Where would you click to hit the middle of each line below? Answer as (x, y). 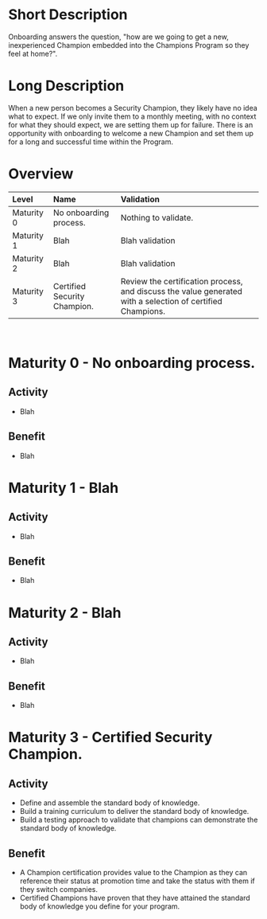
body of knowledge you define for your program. (100, 906)
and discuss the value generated (181, 291)
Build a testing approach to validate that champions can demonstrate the (139, 820)
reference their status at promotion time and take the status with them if (137, 881)
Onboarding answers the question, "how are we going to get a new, (118, 37)
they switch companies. (58, 890)
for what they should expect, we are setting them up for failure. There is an (131, 124)
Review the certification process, (182, 281)
